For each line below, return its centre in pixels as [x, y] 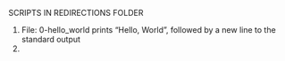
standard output [51, 39]
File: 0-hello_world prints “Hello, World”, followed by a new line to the [148, 30]
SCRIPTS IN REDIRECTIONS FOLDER [76, 13]
